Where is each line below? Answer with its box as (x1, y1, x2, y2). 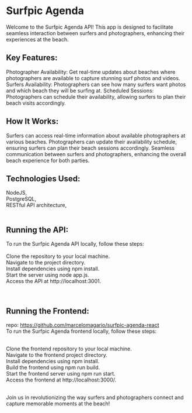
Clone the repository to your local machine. (6, 253, 110, 260)
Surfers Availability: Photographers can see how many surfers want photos (6, 81, 186, 88)
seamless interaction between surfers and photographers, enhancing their (6, 29, 185, 36)
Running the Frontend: (6, 306, 89, 316)
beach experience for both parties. (6, 157, 90, 164)
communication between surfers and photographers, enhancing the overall (6, 150, 187, 157)
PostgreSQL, (6, 195, 37, 202)
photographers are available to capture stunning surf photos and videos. (6, 74, 180, 81)
